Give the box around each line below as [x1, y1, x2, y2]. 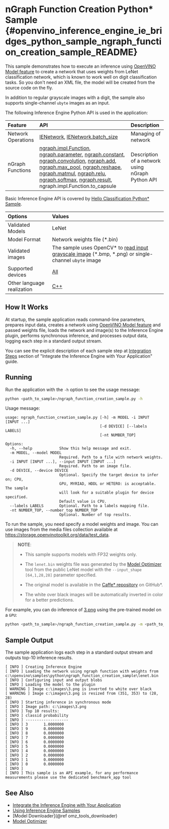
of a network [130, 157, 161, 164]
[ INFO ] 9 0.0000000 [5, 726, 64, 732]
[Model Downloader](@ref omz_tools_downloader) [12, 812, 118, 819]
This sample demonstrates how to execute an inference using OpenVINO [5, 63, 156, 69]
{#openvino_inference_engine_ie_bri [5, 25, 162, 36]
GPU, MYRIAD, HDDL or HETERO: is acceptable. [59, 481, 156, 486]
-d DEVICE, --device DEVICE [10, 468, 69, 473]
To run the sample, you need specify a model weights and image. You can [5, 521, 158, 527]
